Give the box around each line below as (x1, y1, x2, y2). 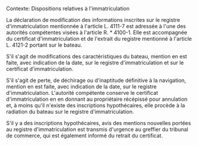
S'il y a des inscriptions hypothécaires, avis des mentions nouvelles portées (6, 120, 191, 126)
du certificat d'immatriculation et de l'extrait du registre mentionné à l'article (6, 35, 192, 42)
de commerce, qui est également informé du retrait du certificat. (6, 132, 163, 139)
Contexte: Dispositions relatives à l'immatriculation (6, 5, 130, 12)
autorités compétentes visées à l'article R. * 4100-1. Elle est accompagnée (6, 29, 188, 36)
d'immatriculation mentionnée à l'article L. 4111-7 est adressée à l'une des (6, 23, 186, 29)
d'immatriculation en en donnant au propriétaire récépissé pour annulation (6, 95, 188, 103)
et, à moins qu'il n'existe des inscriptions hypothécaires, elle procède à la (6, 102, 186, 108)
